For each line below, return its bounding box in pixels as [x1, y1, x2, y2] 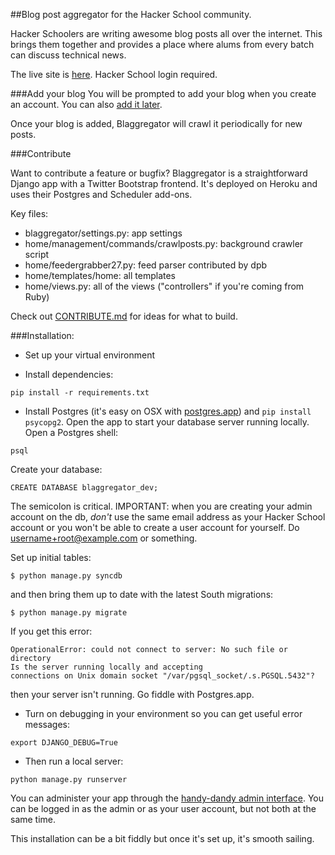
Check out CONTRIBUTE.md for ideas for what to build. [10, 310, 238, 322]
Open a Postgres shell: [24, 427, 119, 438]
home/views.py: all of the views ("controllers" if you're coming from [24, 280, 305, 292]
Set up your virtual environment [24, 349, 155, 361]
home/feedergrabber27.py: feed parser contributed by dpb [24, 259, 268, 271]
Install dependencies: [24, 369, 114, 380]
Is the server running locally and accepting [10, 662, 203, 672]
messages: [24, 719, 71, 730]
